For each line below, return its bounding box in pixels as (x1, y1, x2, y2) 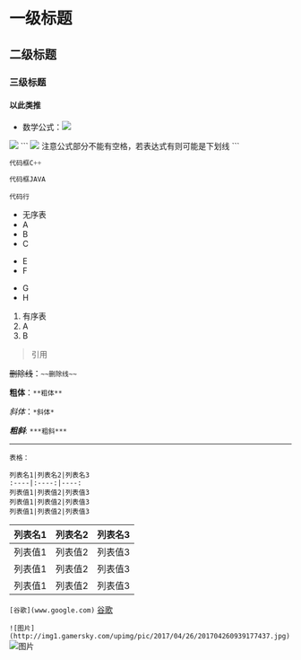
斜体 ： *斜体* (9, 406, 56, 418)
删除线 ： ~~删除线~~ (9, 368, 78, 379)
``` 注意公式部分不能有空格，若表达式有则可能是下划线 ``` (20, 140, 240, 151)
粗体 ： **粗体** (9, 387, 63, 398)
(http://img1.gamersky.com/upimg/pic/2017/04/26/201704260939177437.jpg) (9, 632, 291, 641)
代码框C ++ (9, 158, 42, 167)
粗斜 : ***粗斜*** (9, 426, 67, 436)
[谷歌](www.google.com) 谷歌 (9, 604, 114, 615)
